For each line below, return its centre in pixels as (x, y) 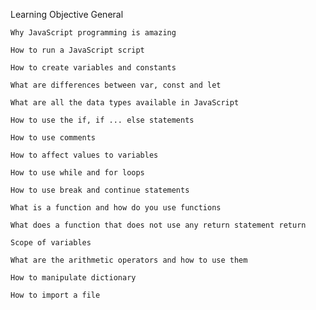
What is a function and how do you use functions (116, 208)
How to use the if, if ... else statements (102, 120)
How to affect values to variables (84, 155)
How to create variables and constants (93, 68)
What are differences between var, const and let (116, 85)
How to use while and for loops (77, 173)
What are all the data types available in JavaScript (125, 103)
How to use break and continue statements (100, 190)
